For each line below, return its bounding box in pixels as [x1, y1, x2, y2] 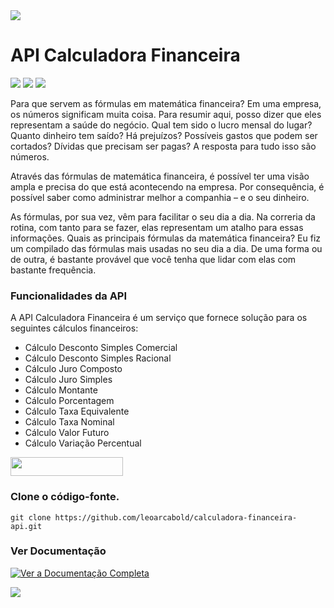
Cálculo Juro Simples [24, 374, 113, 386]
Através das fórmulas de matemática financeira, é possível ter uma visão [10, 170, 310, 182]
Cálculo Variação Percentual [24, 437, 142, 449]
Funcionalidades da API [10, 289, 128, 303]
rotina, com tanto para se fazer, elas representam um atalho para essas [10, 221, 304, 233]
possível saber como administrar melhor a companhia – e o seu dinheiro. [10, 191, 310, 203]
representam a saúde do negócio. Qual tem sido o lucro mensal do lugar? [10, 119, 313, 131]
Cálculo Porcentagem [24, 395, 115, 407]
